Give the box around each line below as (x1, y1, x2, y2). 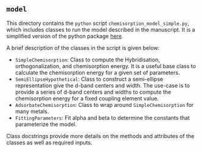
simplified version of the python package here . (6, 32, 124, 40)
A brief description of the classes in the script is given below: (6, 44, 160, 51)
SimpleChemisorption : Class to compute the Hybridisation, (15, 56, 160, 63)
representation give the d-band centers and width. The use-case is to (15, 81, 190, 89)
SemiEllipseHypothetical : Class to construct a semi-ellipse (15, 75, 163, 83)
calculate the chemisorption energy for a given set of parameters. (15, 69, 180, 76)
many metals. (15, 108, 49, 115)
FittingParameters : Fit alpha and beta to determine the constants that (15, 114, 190, 121)
